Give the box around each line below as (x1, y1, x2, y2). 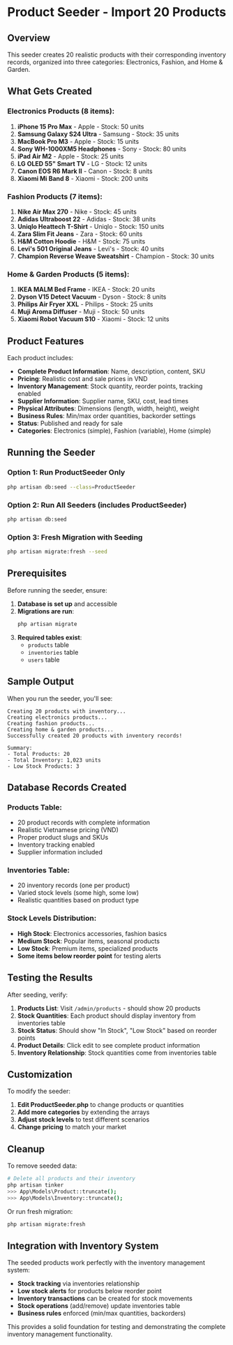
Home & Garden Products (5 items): (7, 269, 130, 279)
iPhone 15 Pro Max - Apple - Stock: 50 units (17, 122, 144, 131)
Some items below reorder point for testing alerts (17, 951, 162, 960)
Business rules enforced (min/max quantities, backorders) (17, 1309, 186, 1318)
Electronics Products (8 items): (7, 106, 115, 116)
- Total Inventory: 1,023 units (7, 757, 101, 764)
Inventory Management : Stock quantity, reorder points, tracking (17, 382, 203, 391)
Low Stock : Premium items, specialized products (17, 944, 158, 953)
